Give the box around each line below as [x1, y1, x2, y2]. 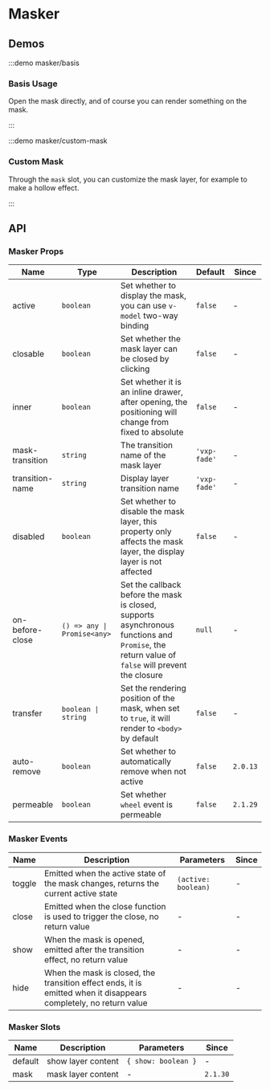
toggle [12, 877, 37, 888]
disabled [12, 531, 45, 542]
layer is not [120, 556, 162, 567]
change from [120, 417, 170, 428]
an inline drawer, [120, 386, 183, 398]
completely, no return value [43, 997, 148, 1008]
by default [120, 733, 159, 744]
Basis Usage [8, 78, 58, 89]
